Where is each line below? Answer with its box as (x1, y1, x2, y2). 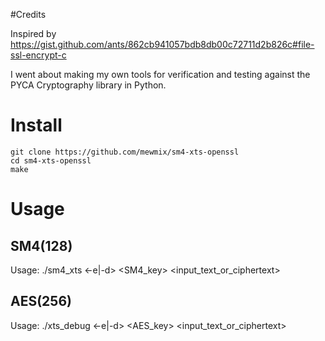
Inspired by (10, 28, 57, 39)
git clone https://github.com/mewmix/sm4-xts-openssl (10, 147, 240, 157)
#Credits (10, 9, 47, 20)
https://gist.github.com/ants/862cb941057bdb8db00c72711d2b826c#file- (10, 39, 315, 50)
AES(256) (10, 293, 72, 310)
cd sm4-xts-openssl (10, 155, 92, 166)
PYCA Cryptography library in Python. (10, 79, 167, 91)
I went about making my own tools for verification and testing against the (10, 69, 311, 80)
